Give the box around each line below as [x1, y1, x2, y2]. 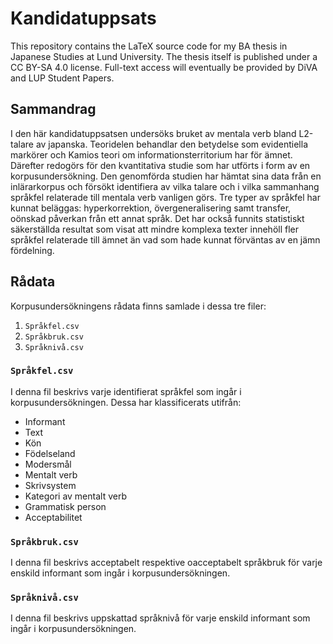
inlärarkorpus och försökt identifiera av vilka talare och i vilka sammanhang [10, 180, 320, 192]
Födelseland [24, 447, 76, 459]
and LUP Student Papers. [10, 72, 115, 84]
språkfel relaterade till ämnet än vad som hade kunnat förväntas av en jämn [10, 233, 321, 246]
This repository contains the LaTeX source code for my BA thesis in [10, 40, 288, 52]
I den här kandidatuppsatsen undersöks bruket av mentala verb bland [10, 127, 297, 139]
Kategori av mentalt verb [24, 490, 127, 502]
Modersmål [24, 458, 72, 470]
